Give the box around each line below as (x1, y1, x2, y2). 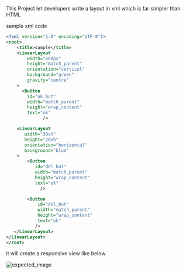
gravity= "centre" (27, 77, 69, 83)
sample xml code (6, 23, 47, 29)
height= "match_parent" (27, 61, 82, 67)
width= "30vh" (24, 131, 57, 137)
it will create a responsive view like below (6, 250, 106, 257)
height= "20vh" (24, 137, 59, 143)
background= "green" (27, 72, 75, 78)
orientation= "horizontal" (24, 142, 88, 148)
